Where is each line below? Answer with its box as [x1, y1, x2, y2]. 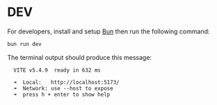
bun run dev [7, 40, 42, 47]
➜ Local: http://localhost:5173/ [13, 79, 120, 86]
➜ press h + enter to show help [13, 91, 111, 98]
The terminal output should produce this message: [7, 53, 152, 61]
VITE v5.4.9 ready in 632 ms [13, 67, 101, 74]
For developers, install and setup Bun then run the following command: [7, 27, 210, 35]
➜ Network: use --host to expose [13, 85, 113, 92]
